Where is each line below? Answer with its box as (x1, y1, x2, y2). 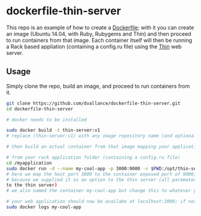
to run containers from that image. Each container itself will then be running (6, 36, 193, 44)
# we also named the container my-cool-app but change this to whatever (6, 188, 191, 194)
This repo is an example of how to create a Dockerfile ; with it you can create (6, 24, 194, 31)
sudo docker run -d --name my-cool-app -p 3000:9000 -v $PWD (6, 165, 162, 171)
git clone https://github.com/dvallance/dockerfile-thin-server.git (6, 100, 181, 106)
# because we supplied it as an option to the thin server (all (6, 177, 170, 183)
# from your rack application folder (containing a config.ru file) (6, 155, 181, 161)
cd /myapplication (6, 160, 52, 166)
